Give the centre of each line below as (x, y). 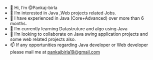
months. (18, 23)
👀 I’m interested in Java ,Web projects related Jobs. (63, 13)
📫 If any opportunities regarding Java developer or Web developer (79, 45)
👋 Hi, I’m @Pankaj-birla (33, 8)
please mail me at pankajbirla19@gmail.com (55, 52)
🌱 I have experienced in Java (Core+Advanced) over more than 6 (77, 18)
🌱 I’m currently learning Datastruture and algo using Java (68, 29)
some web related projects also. (43, 39)
